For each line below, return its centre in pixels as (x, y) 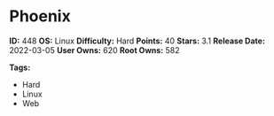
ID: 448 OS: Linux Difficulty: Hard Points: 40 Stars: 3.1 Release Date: (137, 41)
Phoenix (40, 16)
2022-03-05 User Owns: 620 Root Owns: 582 (94, 50)
